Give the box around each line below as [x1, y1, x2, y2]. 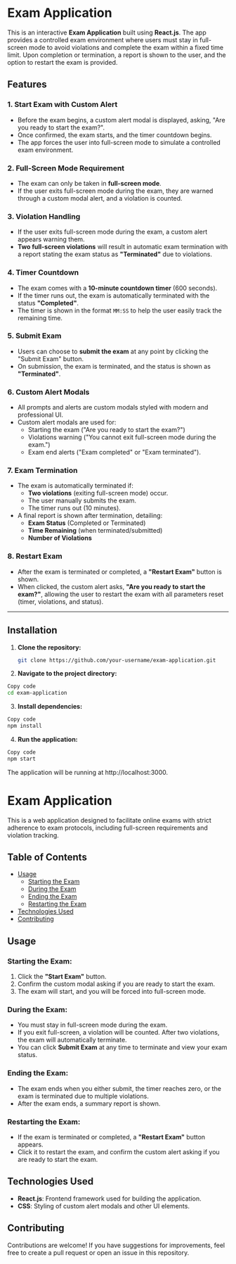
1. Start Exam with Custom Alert [7, 100, 118, 110]
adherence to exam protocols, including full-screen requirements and [7, 823, 209, 832]
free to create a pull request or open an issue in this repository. [7, 1248, 190, 1257]
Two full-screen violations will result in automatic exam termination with [17, 243, 228, 251]
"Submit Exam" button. [17, 354, 84, 363]
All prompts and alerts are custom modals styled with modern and [17, 403, 209, 412]
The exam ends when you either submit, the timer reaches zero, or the [17, 1084, 221, 1092]
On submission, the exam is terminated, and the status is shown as [17, 362, 211, 370]
